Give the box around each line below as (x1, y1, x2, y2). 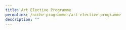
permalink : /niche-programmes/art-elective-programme (5, 12, 121, 17)
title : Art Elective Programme (5, 7, 71, 13)
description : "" (5, 17, 39, 22)
